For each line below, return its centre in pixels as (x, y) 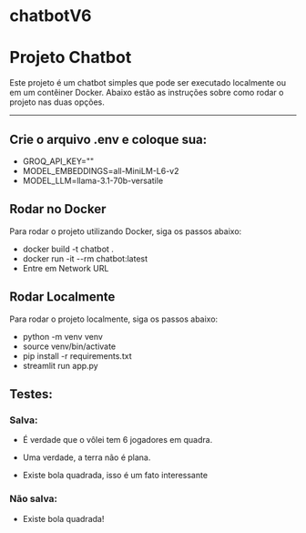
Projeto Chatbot (71, 58)
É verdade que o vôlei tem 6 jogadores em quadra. (117, 440)
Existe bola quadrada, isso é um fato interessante (115, 476)
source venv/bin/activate (69, 346)
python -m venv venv (62, 336)
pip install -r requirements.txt (77, 355)
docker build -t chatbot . (68, 249)
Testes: (31, 394)
